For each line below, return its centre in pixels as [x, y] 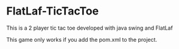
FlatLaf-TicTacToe [53, 11]
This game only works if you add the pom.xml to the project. [82, 39]
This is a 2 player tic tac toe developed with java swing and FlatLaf [90, 28]
